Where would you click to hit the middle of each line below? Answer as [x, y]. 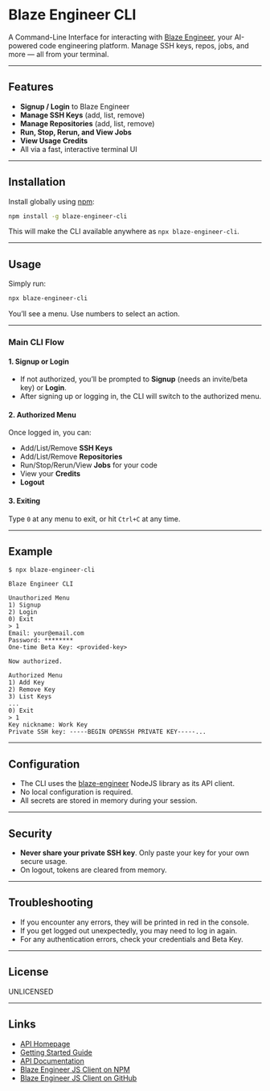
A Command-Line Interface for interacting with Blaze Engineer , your [121, 37]
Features [31, 87]
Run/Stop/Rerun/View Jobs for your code [89, 465]
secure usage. [44, 862]
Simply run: [27, 284]
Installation [37, 182]
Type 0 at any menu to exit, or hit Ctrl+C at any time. [94, 519]
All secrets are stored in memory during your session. [108, 801]
